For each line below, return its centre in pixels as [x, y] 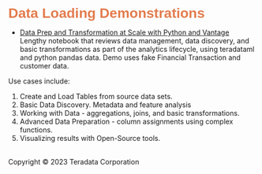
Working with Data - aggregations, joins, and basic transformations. [129, 113]
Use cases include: [39, 81]
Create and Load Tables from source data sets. [96, 96]
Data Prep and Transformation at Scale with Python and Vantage [124, 32]
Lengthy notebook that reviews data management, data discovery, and [135, 41]
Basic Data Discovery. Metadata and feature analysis [105, 105]
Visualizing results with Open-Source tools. [90, 138]
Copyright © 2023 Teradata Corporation [74, 162]
